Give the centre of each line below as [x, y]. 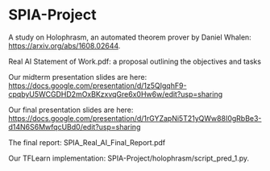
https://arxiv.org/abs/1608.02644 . [64, 45]
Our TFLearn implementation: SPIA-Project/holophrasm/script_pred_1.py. [129, 158]
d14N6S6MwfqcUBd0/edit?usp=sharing [75, 127]
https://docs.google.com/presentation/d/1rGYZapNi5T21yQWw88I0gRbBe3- [135, 118]
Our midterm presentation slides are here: [78, 77]
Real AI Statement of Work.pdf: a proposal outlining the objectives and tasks [135, 61]
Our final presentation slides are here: [71, 110]
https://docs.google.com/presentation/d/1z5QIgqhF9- [98, 85]
